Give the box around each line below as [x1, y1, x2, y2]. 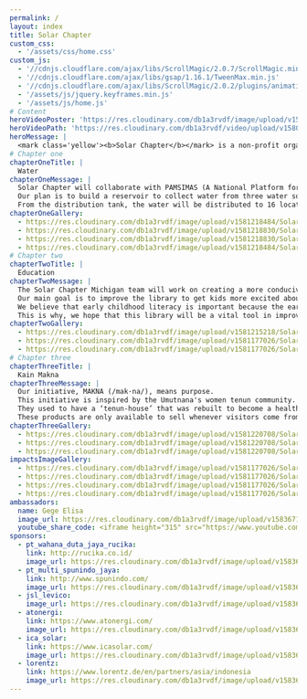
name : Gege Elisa [17, 506, 84, 515]
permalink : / [9, 13, 59, 23]
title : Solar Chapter [9, 30, 92, 39]
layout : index [9, 22, 64, 31]
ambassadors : [9, 497, 59, 507]
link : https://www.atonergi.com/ [26, 617, 153, 626]
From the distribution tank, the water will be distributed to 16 [17, 200, 276, 210]
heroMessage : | [9, 132, 68, 142]
